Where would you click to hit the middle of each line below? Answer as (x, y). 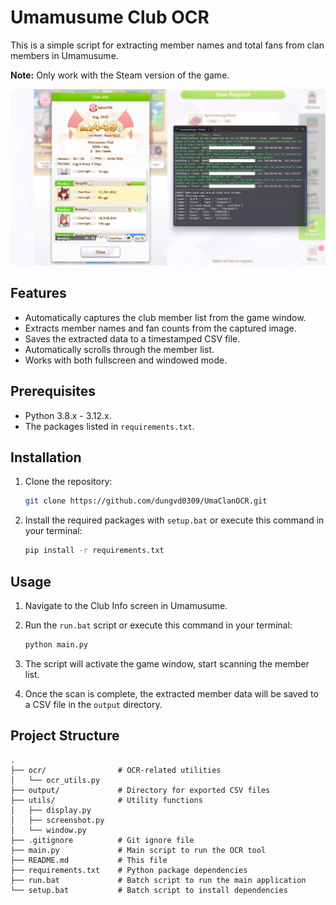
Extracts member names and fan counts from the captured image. (160, 328)
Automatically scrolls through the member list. (119, 349)
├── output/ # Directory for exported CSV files (140, 790)
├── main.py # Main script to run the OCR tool (138, 850)
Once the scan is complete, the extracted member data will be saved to (171, 693)
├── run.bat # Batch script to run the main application (158, 880)
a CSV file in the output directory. (93, 704)
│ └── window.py (48, 830)
